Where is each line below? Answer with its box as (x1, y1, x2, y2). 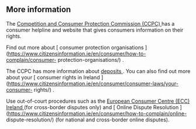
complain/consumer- (6, 56, 57, 63)
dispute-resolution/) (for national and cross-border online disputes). (6, 116, 170, 123)
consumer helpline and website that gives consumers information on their (6, 26, 184, 33)
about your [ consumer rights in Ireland (6, 74, 101, 81)
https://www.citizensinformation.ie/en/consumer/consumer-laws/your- (8, 80, 178, 87)
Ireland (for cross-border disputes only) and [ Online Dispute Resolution (6, 103, 179, 110)
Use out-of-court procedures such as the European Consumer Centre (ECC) (6, 97, 190, 104)
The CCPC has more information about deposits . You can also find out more (6, 67, 191, 75)
